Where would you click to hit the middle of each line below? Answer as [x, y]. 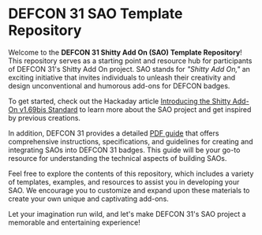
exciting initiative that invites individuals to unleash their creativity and [122, 77]
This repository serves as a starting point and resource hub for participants [130, 61]
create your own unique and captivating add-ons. [89, 199]
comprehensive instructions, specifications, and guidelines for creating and [131, 141]
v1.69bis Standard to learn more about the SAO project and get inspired [135, 109]
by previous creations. [45, 117]
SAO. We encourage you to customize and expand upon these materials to [129, 190]
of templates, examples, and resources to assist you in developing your [124, 181]
